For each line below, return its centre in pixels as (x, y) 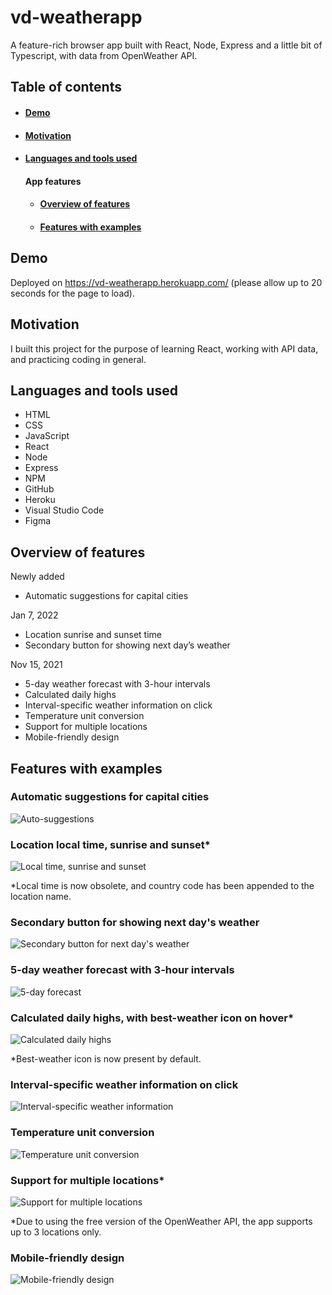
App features (53, 181)
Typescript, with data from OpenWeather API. (104, 55)
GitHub (39, 489)
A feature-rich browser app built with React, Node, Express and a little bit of (166, 45)
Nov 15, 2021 (36, 665)
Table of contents (66, 87)
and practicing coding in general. (78, 359)
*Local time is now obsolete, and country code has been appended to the (162, 886)
